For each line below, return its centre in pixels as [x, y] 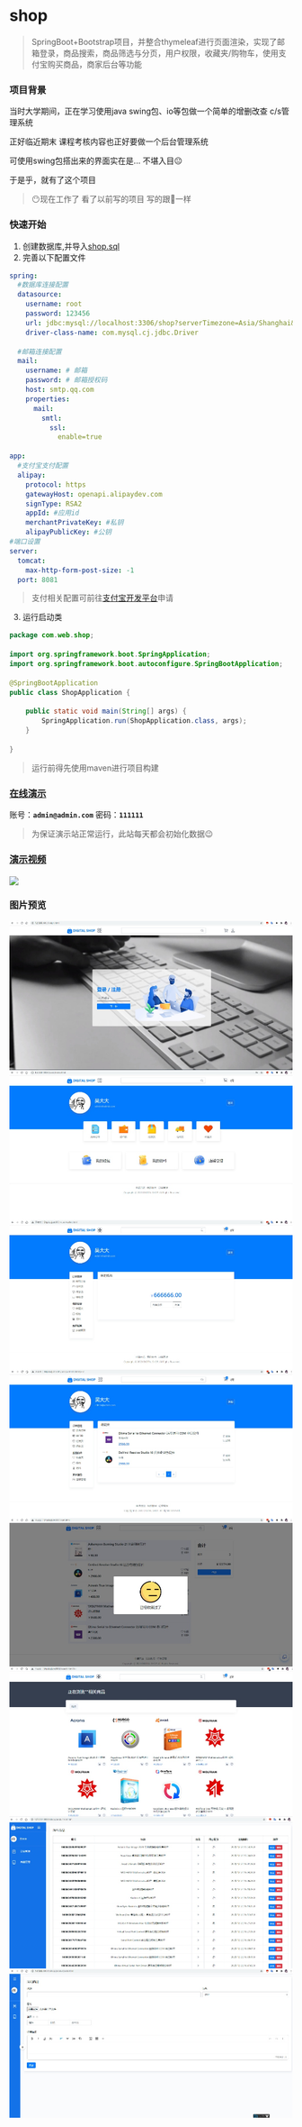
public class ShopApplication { [70, 692]
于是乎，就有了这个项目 [53, 180]
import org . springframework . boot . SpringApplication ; [110, 654]
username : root [54, 304]
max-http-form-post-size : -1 [80, 570]
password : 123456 [58, 314]
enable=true [80, 437]
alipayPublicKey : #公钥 [69, 533]
